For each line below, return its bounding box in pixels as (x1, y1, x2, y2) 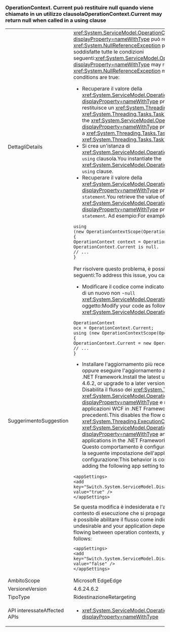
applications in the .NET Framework (81, 437, 167, 444)
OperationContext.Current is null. (73, 244, 159, 250)
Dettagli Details (8, 143, 43, 150)
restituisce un (81, 104, 115, 111)
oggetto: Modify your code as (81, 302, 151, 309)
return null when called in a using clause (5, 17, 106, 24)
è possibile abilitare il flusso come (73, 516, 154, 523)
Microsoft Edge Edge (73, 577, 122, 584)
